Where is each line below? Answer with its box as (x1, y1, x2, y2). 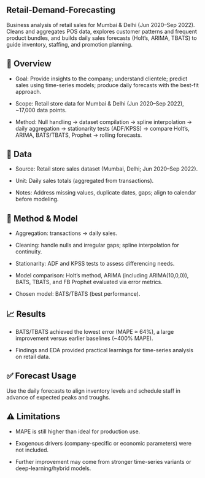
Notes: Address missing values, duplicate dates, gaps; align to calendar (15, 189, 196, 196)
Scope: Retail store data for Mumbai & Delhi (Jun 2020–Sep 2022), (15, 99, 184, 107)
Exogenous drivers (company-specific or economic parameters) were (15, 439, 192, 447)
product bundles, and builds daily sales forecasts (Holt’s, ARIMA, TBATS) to (6, 34, 198, 42)
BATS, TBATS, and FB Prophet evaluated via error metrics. (15, 279, 163, 286)
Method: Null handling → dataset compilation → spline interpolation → (15, 118, 192, 125)
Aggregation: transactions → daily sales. (15, 229, 118, 237)
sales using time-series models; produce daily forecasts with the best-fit (15, 81, 199, 88)
